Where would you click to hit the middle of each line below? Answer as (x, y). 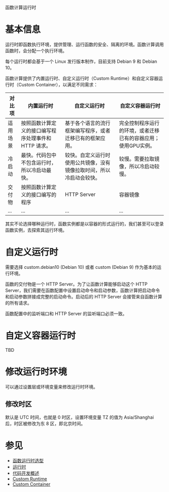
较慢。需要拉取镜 (139, 159)
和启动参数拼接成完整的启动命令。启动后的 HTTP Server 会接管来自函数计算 (84, 297)
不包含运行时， (39, 162)
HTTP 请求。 (36, 146)
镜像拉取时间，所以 (88, 170)
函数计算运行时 (21, 7)
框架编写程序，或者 (88, 131)
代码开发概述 (26, 473)
